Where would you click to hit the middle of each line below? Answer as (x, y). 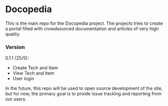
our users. (16, 99)
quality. (13, 34)
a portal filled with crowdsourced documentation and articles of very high (82, 28)
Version (15, 47)
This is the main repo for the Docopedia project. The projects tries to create (84, 23)
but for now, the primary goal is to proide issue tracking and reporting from (83, 94)
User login (23, 79)
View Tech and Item (33, 73)
